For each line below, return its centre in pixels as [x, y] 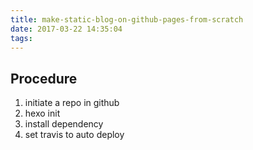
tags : [21, 38]
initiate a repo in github [72, 103]
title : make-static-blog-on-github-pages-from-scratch [127, 19]
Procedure [44, 78]
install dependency [64, 124]
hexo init [42, 113]
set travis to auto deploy [74, 135]
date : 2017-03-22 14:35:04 [66, 29]
